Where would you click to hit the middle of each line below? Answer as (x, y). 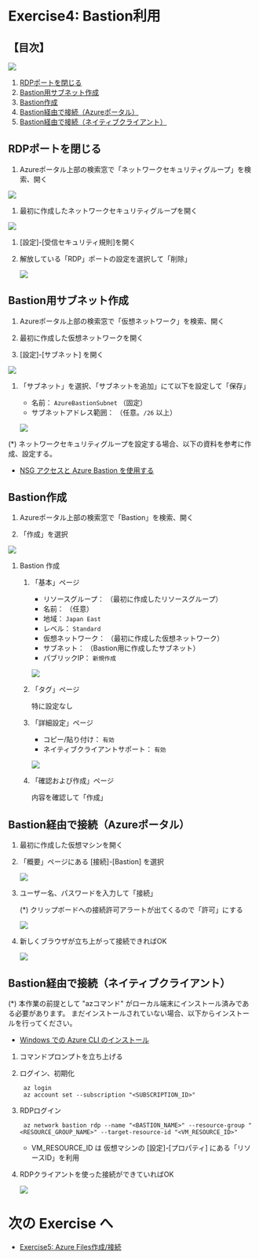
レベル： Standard (72, 628)
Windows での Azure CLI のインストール (84, 1040)
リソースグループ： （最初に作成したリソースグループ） (133, 599)
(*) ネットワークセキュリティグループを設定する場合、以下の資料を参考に (126, 444)
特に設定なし (52, 706)
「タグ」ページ (55, 690)
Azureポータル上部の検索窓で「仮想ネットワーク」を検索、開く (122, 321)
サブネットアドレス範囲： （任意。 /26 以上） (104, 412)
